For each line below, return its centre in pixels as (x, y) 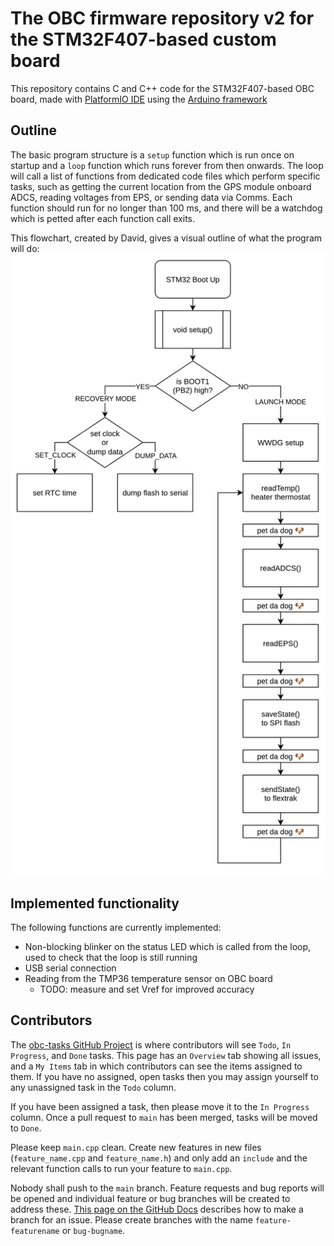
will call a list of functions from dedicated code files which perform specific (165, 176)
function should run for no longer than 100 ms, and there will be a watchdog (166, 208)
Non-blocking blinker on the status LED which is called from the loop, (168, 946)
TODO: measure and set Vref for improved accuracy (147, 989)
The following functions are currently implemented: (116, 927)
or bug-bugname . (93, 1230)
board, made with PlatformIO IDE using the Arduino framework (139, 99)
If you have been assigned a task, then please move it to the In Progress (160, 1106)
